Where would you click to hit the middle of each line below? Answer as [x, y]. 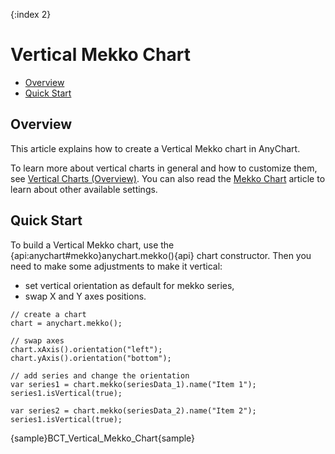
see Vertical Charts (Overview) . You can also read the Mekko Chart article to [168, 178]
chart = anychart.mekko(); [66, 323]
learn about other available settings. [84, 189]
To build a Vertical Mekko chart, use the [92, 245]
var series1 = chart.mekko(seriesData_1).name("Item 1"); [133, 384]
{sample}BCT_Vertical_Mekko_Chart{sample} [103, 438]
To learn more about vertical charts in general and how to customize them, [164, 168]
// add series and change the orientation [100, 375]
